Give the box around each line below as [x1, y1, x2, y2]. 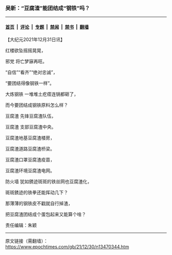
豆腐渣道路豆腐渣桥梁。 [5, 145, 55, 152]
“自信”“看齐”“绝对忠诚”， [5, 69, 58, 75]
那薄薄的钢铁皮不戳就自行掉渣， [5, 200, 73, 206]
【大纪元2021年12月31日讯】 [5, 36, 66, 42]
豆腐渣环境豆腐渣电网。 [5, 167, 55, 173]
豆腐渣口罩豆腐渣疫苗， [5, 156, 55, 162]
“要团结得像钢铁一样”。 [5, 80, 55, 86]
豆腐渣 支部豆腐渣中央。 [5, 123, 56, 130]
